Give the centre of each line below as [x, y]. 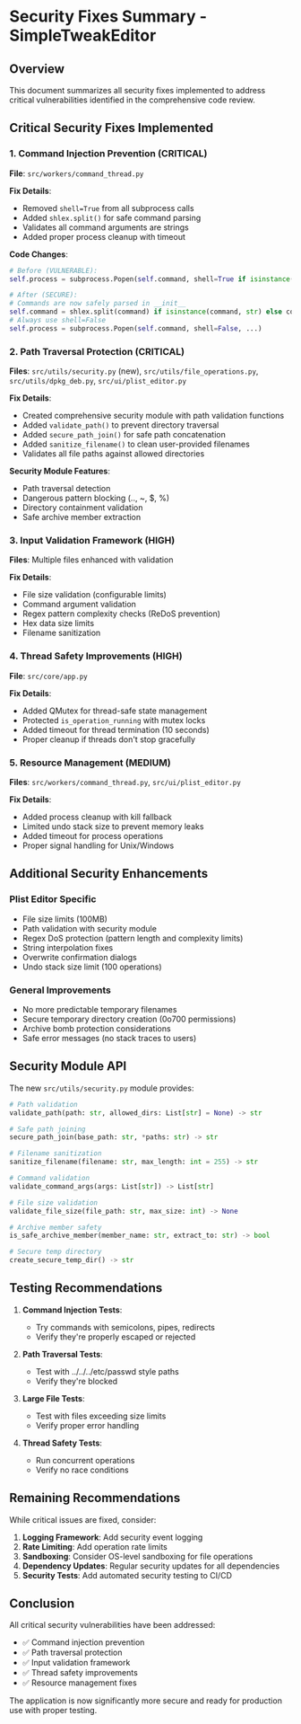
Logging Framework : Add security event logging [112, 1537]
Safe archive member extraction [82, 517]
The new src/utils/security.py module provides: [102, 1088]
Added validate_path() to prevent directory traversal [120, 425]
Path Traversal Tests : [62, 1354]
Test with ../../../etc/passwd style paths [107, 1371]
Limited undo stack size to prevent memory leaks [113, 827]
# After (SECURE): [43, 295]
